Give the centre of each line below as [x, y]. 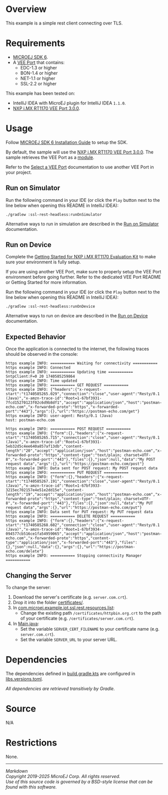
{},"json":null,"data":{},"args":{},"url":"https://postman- [71, 547]
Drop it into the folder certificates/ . [48, 603]
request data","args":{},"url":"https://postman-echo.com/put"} [74, 508]
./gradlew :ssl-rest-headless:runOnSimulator [54, 214]
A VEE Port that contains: [39, 62]
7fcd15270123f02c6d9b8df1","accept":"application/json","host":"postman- [84, 403]
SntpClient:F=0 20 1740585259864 [40, 377]
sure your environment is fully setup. [43, 262]
